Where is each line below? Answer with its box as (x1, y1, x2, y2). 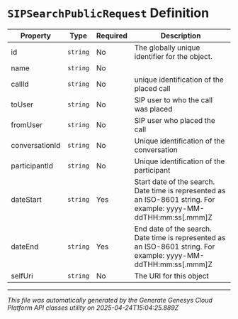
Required (96, 31, 127, 40)
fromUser (11, 119, 42, 129)
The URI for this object (134, 271, 209, 281)
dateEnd (11, 242, 39, 252)
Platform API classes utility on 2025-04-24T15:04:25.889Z (7, 303, 179, 312)
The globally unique (134, 43, 200, 53)
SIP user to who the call (134, 94, 213, 104)
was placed (134, 104, 173, 114)
